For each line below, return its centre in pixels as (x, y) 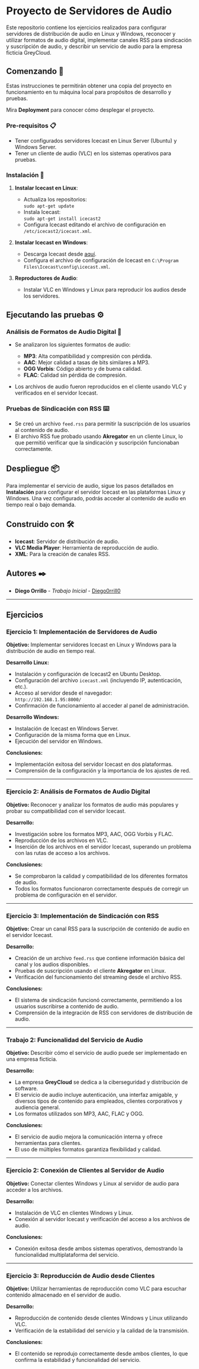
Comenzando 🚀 (35, 72)
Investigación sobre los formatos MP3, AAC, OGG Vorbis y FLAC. (94, 834)
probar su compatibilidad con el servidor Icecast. (66, 811)
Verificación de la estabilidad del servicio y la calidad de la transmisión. (102, 1330)
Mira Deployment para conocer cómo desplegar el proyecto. (81, 110)
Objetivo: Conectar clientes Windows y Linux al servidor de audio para (93, 1183)
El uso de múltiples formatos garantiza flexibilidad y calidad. (88, 1149)
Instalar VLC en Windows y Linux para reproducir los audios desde (105, 290)
